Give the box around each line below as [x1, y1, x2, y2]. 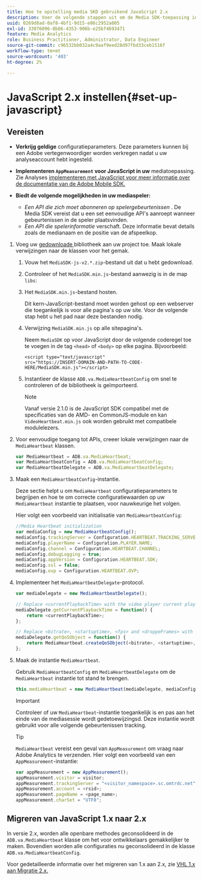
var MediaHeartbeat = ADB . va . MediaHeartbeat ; [15, 453, 131, 460]
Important [15, 697, 40, 704]
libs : [24, 277, 38, 284]
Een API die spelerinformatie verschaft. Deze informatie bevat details [24, 222, 195, 230]
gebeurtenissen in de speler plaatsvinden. [24, 216, 128, 223]
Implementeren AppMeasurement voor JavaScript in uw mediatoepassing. [15, 167, 195, 174]
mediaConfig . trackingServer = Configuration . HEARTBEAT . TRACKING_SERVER [15, 534, 198, 540]
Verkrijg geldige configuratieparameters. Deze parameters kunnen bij [15, 142, 188, 150]
